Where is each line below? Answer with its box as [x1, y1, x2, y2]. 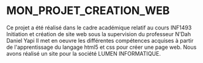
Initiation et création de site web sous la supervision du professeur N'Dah [6, 30, 191, 37]
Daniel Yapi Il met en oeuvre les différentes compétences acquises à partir [6, 37, 194, 44]
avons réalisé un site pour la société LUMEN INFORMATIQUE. [6, 50, 161, 57]
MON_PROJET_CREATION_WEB [6, 4, 170, 18]
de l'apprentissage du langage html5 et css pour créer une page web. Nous [6, 43, 197, 51]
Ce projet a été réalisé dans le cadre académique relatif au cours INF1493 [6, 24, 192, 31]
